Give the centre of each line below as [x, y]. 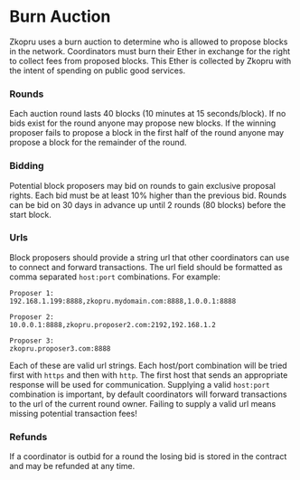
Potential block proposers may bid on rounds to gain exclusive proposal [142, 185]
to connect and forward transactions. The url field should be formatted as [146, 267]
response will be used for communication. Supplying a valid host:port [140, 384]
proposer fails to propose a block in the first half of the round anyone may [147, 133]
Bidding [27, 166]
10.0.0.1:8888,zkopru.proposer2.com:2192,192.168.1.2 [113, 325]
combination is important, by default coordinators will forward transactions [148, 394]
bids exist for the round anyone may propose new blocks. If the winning [143, 123]
